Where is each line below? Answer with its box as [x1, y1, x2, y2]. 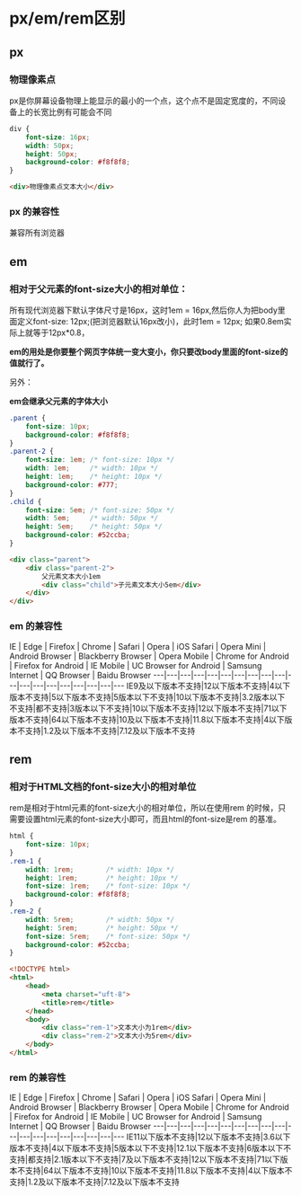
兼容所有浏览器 [9, 227, 65, 238]
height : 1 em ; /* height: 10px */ [25, 473, 164, 482]
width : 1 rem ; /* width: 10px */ [25, 864, 175, 874]
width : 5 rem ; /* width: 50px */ [25, 915, 175, 924]
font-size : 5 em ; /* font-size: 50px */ [25, 505, 175, 515]
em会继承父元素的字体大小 [9, 395, 109, 406]
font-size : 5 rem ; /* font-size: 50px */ [25, 932, 191, 941]
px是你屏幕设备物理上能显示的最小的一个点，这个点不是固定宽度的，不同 [9, 95, 279, 106]
